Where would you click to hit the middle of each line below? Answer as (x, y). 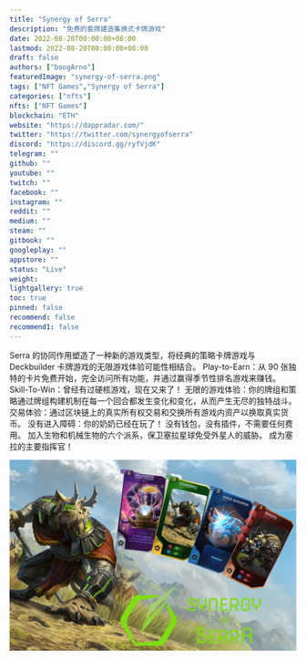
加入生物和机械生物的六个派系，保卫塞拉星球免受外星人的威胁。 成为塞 (160, 435)
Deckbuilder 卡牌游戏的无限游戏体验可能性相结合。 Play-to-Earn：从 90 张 (149, 366)
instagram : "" (36, 202)
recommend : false (42, 317)
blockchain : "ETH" (44, 115)
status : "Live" (38, 269)
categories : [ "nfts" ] (51, 96)
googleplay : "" (38, 250)
